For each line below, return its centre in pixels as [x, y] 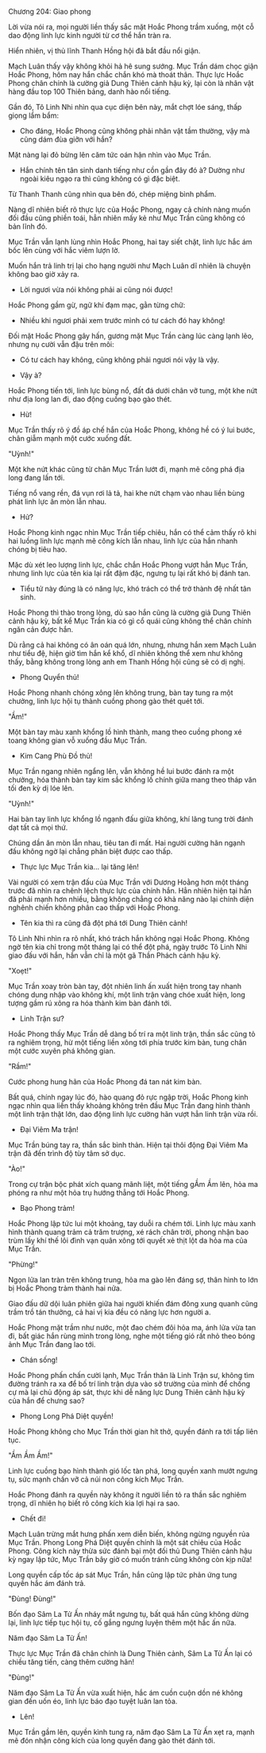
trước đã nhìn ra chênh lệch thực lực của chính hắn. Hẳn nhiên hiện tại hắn [130, 890]
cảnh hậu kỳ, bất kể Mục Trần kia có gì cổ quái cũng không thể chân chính [130, 621]
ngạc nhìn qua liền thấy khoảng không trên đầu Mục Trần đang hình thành [129, 1105]
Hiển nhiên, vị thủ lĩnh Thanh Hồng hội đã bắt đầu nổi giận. [104, 51]
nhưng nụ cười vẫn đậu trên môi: [61, 344]
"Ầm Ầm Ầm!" [31, 1455]
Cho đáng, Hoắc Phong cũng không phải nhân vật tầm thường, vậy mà [135, 131]
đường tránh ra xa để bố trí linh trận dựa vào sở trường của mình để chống [129, 1384]
